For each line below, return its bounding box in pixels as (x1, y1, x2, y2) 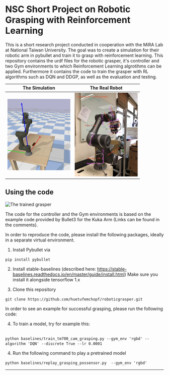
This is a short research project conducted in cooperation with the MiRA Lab (5, 41, 163, 47)
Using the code (5, 188, 54, 197)
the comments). (5, 222, 38, 228)
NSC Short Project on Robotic (5, 4, 131, 15)
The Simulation (22, 85, 55, 91)
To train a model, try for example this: (12, 321, 91, 327)
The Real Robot (90, 85, 123, 91)
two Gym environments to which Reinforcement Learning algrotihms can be (5, 63, 162, 69)
